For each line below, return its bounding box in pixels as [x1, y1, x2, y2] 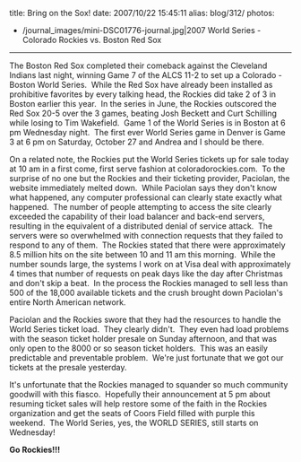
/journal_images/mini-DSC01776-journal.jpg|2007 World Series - [21, 25, 262, 35]
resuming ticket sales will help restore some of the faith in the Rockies [9, 398, 267, 409]
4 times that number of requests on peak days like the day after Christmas [9, 268, 284, 279]
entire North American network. [9, 297, 126, 308]
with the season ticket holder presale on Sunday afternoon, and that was [9, 334, 278, 344]
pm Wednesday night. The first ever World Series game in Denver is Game [9, 127, 286, 137]
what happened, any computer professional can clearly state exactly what [9, 192, 282, 203]
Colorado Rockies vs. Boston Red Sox [21, 35, 162, 45]
